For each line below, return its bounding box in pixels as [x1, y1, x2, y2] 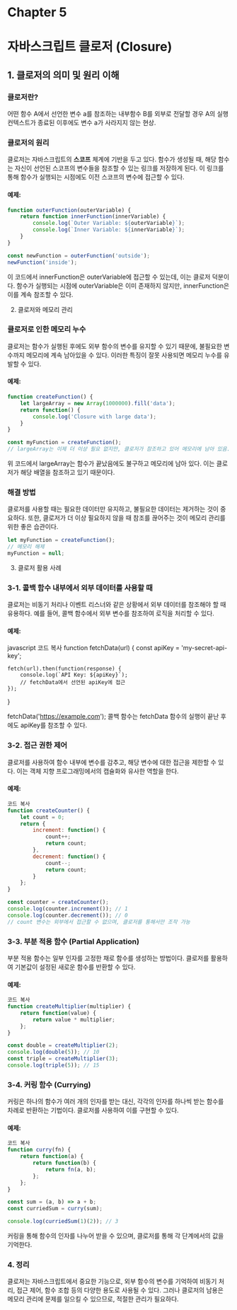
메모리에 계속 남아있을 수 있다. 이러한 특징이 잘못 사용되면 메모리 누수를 [25, 351, 223, 359]
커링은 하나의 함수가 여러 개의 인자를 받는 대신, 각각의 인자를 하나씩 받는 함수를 [7, 1097, 224, 1106]
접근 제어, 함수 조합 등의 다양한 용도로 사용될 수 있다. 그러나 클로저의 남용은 [16, 1286, 224, 1294]
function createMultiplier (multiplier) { [7, 1003, 132, 1010]
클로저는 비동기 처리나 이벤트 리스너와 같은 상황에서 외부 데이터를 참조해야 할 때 [7, 601, 226, 609]
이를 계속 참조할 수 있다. [7, 290, 74, 298]
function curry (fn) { [7, 1147, 71, 1154]
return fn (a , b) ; [45, 1166, 97, 1173]
